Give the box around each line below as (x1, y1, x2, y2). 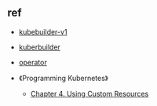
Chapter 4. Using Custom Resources (30, 89, 149, 98)
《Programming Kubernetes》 (18, 73, 109, 82)
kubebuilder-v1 (18, 27, 68, 36)
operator (18, 57, 48, 67)
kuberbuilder (18, 42, 60, 52)
